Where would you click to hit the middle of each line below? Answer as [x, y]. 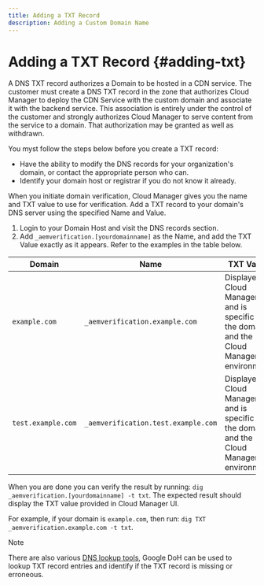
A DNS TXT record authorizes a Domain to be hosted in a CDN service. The [130, 83]
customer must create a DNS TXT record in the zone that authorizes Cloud [128, 92]
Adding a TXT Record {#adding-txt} [127, 62]
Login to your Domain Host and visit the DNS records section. [119, 228]
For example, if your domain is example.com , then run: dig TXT [107, 519]
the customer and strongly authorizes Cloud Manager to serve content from [131, 117]
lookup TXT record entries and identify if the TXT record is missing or [121, 566]
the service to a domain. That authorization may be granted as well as [121, 125]
